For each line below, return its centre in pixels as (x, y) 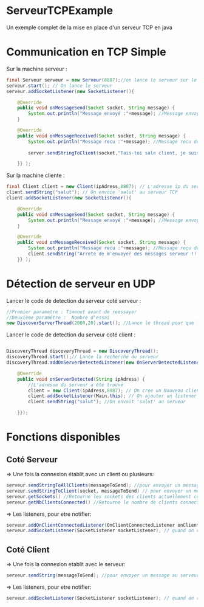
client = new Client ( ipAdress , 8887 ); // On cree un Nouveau (106, 390)
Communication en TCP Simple (86, 52)
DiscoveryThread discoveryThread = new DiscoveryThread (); (83, 351)
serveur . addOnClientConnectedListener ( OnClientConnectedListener (90, 525)
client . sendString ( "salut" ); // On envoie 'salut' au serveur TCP (92, 192)
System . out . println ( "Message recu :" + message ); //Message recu (110, 141)
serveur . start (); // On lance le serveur (59, 86)
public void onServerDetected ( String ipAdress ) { (81, 379)
